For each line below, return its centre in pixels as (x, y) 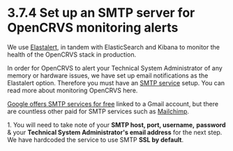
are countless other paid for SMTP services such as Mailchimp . (98, 111)
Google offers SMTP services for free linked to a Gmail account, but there (113, 103)
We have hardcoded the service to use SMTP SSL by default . (96, 139)
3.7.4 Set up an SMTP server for (101, 13)
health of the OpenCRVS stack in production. (72, 55)
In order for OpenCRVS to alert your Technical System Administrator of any (115, 68)
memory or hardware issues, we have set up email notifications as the (108, 75)
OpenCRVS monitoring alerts (93, 28)
